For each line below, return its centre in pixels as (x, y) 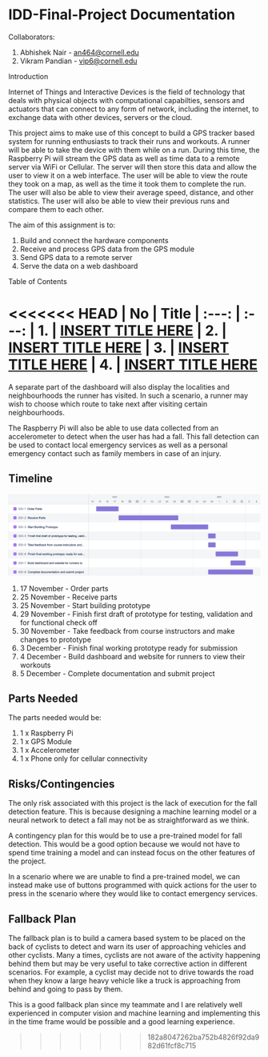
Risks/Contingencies (62, 784)
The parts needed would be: (55, 718)
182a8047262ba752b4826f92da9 (204, 1037)
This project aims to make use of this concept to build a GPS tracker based (132, 133)
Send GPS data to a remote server (76, 257)
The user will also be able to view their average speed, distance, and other (131, 192)
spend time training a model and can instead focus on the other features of (132, 853)
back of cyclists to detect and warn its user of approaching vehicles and (127, 947)
